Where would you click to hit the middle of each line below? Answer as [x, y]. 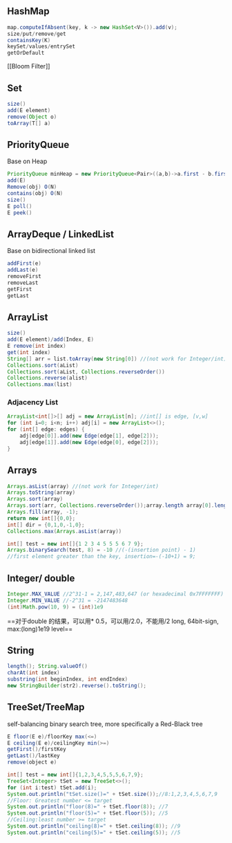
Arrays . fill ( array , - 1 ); [43, 512]
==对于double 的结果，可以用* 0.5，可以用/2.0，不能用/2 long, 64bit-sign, [113, 621]
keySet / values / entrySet [41, 47]
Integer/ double [41, 578]
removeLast [23, 283]
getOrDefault [26, 53]
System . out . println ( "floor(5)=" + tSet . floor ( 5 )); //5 [88, 813]
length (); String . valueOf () [48, 667]
